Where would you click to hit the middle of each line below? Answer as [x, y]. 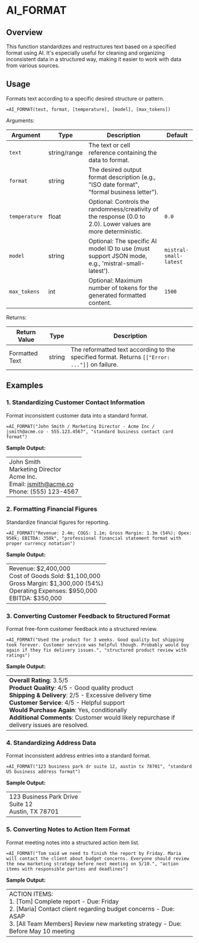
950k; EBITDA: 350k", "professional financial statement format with [94, 538]
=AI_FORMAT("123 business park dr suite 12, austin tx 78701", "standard [99, 767]
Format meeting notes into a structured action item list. [73, 843]
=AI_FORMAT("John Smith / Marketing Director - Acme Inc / [81, 426]
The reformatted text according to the [123, 350]
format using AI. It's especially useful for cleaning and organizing [85, 53]
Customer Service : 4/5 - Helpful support [67, 703]
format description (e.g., [122, 177]
